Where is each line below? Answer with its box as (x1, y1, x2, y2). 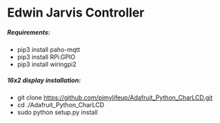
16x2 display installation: (7, 76, 81, 84)
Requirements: (7, 28, 50, 36)
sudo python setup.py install (17, 108, 98, 117)
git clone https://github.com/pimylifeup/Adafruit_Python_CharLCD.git (17, 93, 213, 102)
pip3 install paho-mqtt (17, 46, 81, 54)
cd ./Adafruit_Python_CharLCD (17, 101, 105, 109)
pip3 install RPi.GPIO (17, 53, 76, 61)
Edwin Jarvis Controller (7, 5, 145, 21)
